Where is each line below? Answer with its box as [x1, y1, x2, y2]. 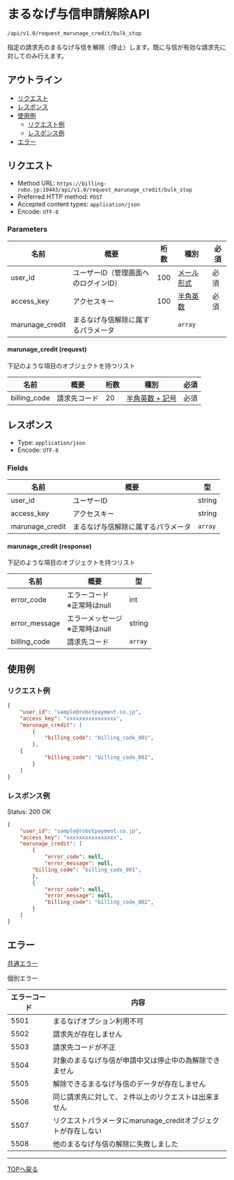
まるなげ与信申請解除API [7, 6, 150, 22]
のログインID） [72, 278, 122, 288]
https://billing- [56, 180, 107, 187]
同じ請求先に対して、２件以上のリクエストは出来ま [52, 1092, 220, 1102]
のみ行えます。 [25, 52, 68, 60]
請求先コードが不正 [52, 1042, 116, 1052]
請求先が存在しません [52, 1029, 123, 1039]
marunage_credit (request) [7, 345, 87, 354]
